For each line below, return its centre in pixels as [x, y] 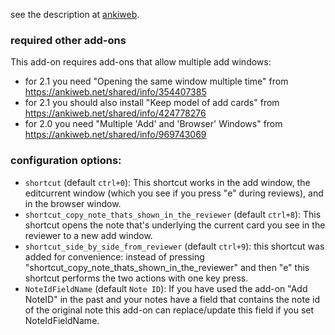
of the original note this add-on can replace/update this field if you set [169, 310]
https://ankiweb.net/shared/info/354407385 [115, 92]
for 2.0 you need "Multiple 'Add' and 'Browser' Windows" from [153, 124]
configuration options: [66, 161]
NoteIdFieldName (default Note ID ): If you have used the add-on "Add [166, 288]
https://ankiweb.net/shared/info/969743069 [115, 135]
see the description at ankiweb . [75, 14]
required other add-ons [68, 40]
